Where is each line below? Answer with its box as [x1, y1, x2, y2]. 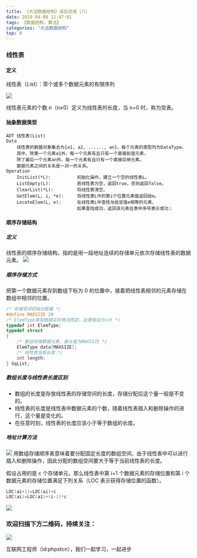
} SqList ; [6, 360, 30, 367]
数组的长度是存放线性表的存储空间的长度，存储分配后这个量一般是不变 [14, 390, 185, 397]
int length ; [16, 355, 46, 361]
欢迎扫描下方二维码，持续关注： [6, 520, 97, 528]
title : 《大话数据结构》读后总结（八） [6, 8, 90, 15]
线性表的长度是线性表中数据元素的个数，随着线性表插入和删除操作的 [14, 404, 179, 411]
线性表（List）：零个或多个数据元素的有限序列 [6, 80, 116, 88]
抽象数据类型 [6, 119, 37, 126]
